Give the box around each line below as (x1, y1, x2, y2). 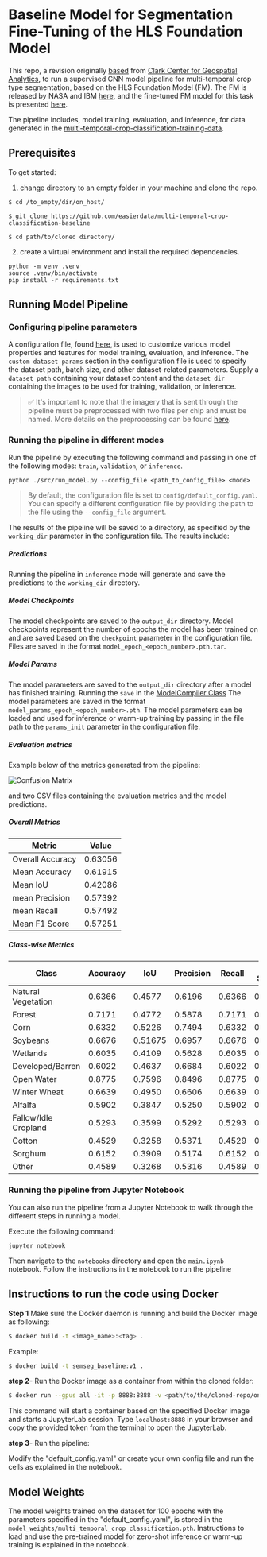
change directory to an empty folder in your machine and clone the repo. (19, 183, 258, 192)
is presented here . (8, 99, 68, 109)
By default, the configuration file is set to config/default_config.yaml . (27, 490, 258, 500)
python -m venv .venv (8, 262, 80, 270)
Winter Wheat (12, 1086, 64, 1098)
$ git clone (8, 212, 48, 220)
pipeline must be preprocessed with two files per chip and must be (27, 406, 247, 416)
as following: (8, 1317, 50, 1327)
